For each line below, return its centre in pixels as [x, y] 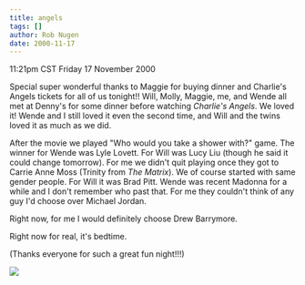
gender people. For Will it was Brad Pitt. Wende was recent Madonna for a [148, 182]
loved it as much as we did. [61, 126]
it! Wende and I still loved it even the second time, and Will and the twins [145, 116]
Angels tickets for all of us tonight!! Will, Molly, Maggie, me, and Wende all [148, 97]
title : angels [36, 18]
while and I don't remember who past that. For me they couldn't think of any [152, 191]
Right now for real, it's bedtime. [68, 237]
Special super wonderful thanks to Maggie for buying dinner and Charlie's [148, 87]
